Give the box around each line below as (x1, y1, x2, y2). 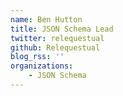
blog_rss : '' (10, 52, 65, 62)
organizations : (10, 61, 74, 71)
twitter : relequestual (10, 33, 105, 43)
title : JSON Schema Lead (10, 24, 114, 34)
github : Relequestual (10, 42, 101, 53)
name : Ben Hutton (10, 14, 83, 25)
